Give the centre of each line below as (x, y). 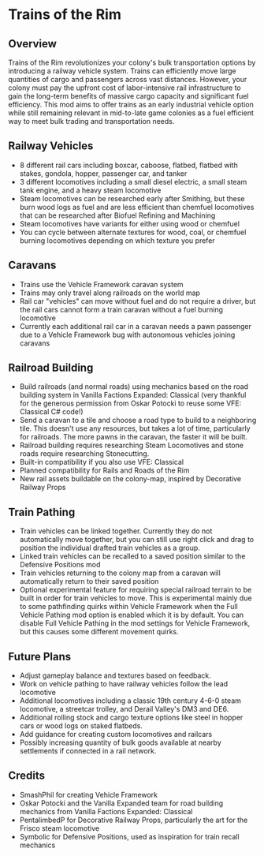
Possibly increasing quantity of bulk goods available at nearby (121, 742)
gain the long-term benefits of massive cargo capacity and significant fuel (129, 96)
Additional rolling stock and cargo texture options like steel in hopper (131, 718)
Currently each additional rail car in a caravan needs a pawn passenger (136, 326)
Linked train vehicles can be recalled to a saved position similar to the (132, 556)
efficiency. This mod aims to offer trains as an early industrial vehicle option (131, 105)
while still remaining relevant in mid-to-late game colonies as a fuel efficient (131, 113)
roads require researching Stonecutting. (84, 454)
